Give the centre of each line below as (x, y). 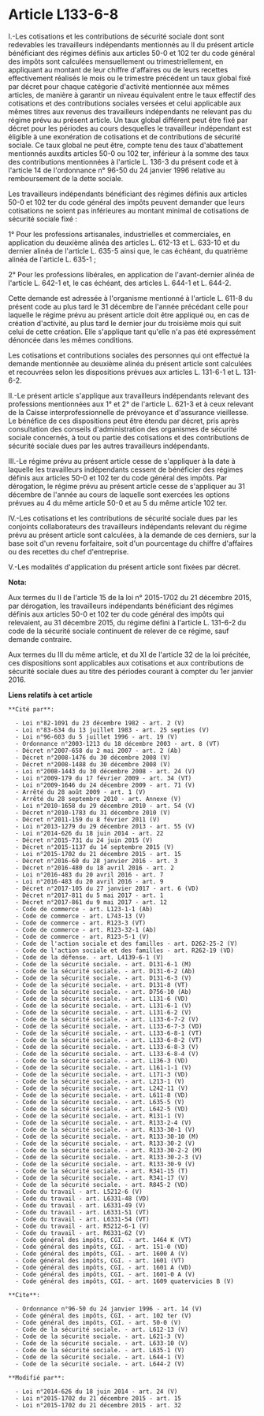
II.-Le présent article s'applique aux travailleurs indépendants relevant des (129, 395)
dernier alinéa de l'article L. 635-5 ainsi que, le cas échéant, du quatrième (128, 250)
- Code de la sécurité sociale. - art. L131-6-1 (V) (104, 1006)
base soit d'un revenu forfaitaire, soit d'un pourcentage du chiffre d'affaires (131, 543)
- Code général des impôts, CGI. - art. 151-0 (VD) (102, 1247)
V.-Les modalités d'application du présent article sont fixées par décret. (125, 567)
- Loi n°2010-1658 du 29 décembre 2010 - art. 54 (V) (105, 806)
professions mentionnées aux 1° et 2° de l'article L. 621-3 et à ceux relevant (131, 404)
